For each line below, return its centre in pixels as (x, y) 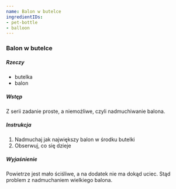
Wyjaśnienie (22, 159)
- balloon (18, 28)
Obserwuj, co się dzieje (43, 146)
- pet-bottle (22, 22)
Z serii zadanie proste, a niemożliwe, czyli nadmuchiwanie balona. (86, 111)
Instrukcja (19, 125)
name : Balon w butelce (34, 11)
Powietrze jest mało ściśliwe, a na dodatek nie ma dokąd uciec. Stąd (88, 174)
